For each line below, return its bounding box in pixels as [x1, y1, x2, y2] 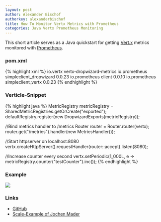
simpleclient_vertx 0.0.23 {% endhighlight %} [5, 79, 98, 85]
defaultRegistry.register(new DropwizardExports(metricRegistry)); [5, 113, 140, 120]
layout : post [5, 7, 32, 12]
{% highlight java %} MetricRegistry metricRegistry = [5, 103, 114, 109]
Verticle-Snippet [5, 92, 46, 99]
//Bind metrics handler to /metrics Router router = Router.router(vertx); [5, 123, 150, 129]
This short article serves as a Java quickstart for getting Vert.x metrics [5, 39, 150, 45]
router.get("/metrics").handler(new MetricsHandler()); [5, 128, 115, 135]
